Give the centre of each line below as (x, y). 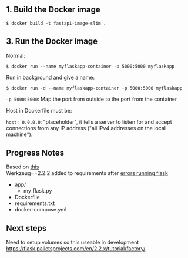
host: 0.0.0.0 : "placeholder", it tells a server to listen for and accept (89, 122)
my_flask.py (38, 191)
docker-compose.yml (41, 210)
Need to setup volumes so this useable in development (73, 242)
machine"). (19, 134)
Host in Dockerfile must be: (39, 110)
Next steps (26, 228)
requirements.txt (35, 203)
